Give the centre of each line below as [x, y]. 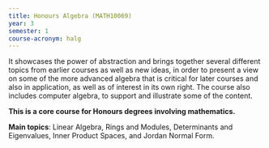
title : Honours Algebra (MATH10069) [70, 16]
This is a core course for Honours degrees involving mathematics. [122, 112]
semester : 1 [28, 31]
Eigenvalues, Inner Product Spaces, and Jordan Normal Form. [111, 136]
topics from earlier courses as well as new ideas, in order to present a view [134, 70]
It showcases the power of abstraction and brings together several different [134, 61]
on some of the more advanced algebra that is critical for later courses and [133, 78]
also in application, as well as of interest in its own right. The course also [129, 87]
